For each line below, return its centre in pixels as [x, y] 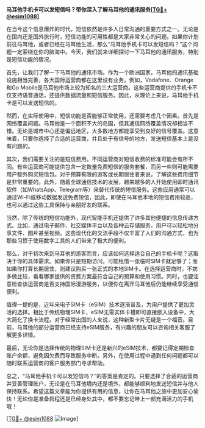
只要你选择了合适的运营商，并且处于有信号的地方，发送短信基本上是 [108, 139]
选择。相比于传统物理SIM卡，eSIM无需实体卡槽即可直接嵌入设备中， [103, 312]
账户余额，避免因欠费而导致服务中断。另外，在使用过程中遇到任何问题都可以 [103, 355]
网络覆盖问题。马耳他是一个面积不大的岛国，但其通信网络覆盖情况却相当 [97, 123]
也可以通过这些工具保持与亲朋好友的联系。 [60, 205]
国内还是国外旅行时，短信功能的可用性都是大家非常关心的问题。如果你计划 [105, 37]
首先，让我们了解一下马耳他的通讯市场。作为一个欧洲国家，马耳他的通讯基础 [103, 72]
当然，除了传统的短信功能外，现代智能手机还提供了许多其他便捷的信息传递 [100, 218]
